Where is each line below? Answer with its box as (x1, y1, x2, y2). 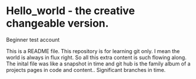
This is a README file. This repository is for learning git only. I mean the (6, 47, 180, 54)
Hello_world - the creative (6, 4, 135, 18)
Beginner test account (6, 36, 60, 43)
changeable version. (6, 17, 109, 30)
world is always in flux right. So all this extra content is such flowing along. (6, 54, 187, 61)
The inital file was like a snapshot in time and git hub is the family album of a (6, 60, 191, 67)
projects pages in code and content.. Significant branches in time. (6, 66, 166, 73)
